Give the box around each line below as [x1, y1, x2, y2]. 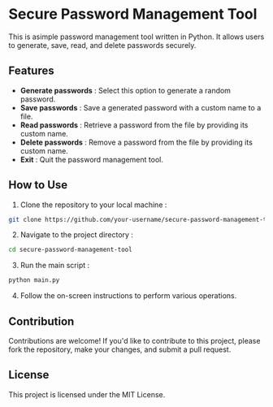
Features [8, 64, 54, 78]
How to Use [8, 178, 68, 192]
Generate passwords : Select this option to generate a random [19, 85, 232, 95]
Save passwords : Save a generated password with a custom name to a [19, 102, 262, 112]
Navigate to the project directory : [19, 230, 134, 240]
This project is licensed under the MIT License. [8, 389, 166, 399]
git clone [8, 215, 42, 223]
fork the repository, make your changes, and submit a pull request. [8, 344, 232, 354]
